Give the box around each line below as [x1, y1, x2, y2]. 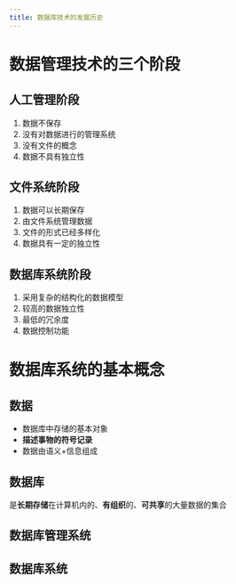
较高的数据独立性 [21, 304, 85, 314]
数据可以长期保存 [21, 205, 85, 215]
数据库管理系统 [9, 528, 91, 543]
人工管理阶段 [9, 93, 80, 108]
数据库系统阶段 [9, 266, 91, 281]
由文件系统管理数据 [21, 215, 93, 227]
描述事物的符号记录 [21, 434, 93, 445]
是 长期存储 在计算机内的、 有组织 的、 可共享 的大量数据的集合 [9, 499, 227, 510]
